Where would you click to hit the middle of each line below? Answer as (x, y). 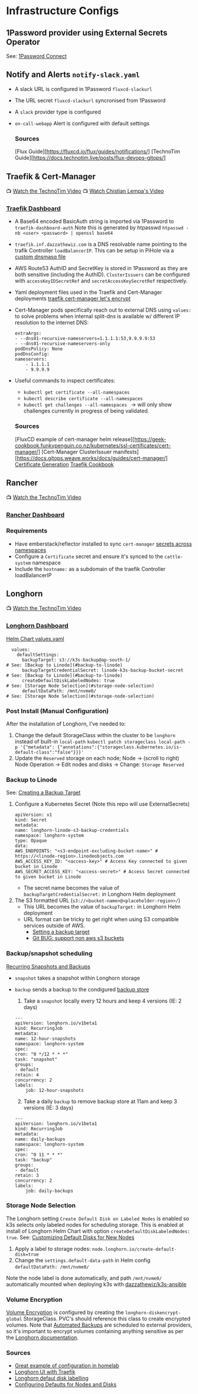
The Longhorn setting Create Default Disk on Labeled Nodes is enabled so (98, 1218)
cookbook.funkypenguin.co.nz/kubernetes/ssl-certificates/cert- (93, 445)
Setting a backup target (61, 932)
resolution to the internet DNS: (52, 323)
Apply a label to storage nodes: (53, 1249)
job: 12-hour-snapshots (55, 1090)
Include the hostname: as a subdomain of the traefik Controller (90, 569)
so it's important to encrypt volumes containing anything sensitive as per (95, 1331)
